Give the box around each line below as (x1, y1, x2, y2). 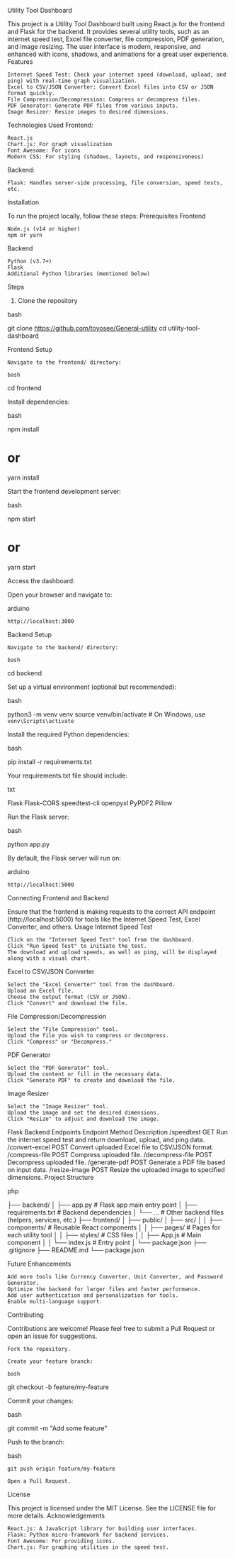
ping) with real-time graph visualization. (7, 77, 138, 84)
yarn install (7, 473, 40, 482)
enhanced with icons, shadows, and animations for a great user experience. (7, 50, 229, 58)
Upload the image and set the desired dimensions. (7, 1109, 160, 1116)
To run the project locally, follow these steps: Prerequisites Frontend (7, 212, 207, 220)
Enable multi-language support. (7, 1298, 103, 1305)
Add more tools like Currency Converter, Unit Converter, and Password (7, 1273, 223, 1280)
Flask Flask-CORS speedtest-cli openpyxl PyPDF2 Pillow (7, 798, 173, 807)
